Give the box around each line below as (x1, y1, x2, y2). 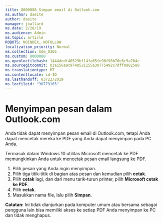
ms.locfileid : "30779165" (5, 81, 59, 86)
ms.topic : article (5, 35, 43, 40)
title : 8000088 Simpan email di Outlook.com (5, 7, 99, 12)
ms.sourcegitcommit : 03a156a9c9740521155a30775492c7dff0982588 (5, 63, 140, 68)
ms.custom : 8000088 (5, 53, 46, 59)
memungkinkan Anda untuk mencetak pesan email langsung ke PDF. (5, 156, 146, 162)
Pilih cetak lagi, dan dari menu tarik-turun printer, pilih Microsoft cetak (12, 176, 158, 182)
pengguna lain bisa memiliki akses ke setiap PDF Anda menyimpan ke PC (5, 207, 156, 213)
